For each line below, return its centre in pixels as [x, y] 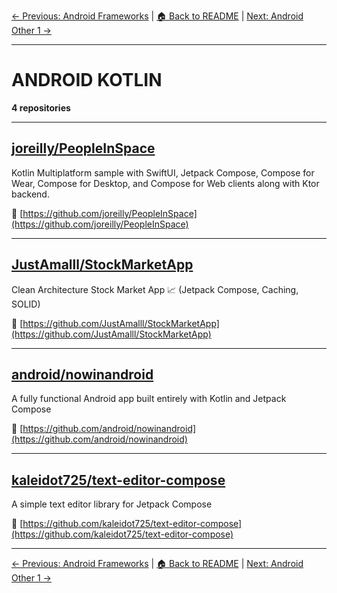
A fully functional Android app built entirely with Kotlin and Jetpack [149, 399]
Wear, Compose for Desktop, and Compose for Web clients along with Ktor [165, 183]
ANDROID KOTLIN [87, 80]
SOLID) [26, 304]
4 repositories [41, 107]
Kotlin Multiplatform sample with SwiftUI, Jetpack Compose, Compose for [163, 172]
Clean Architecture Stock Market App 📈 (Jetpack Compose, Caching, [155, 289]
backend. [30, 194]
